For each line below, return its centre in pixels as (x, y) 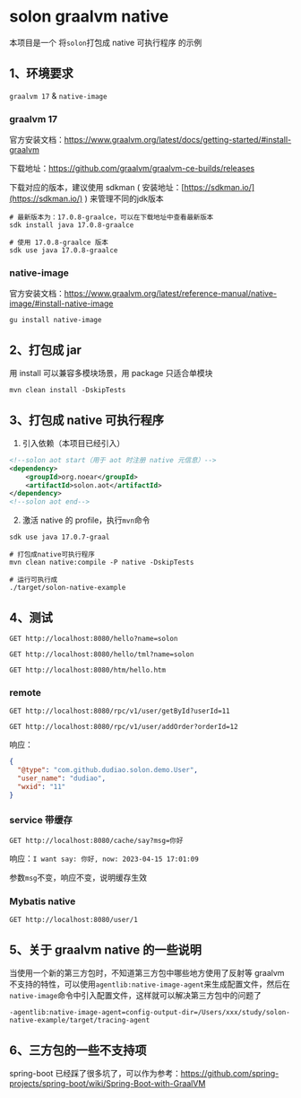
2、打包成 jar (46, 350)
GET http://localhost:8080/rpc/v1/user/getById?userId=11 (120, 711)
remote (26, 692)
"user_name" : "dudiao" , (61, 778)
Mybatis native (43, 901)
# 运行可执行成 (34, 580)
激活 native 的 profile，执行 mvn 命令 (86, 520)
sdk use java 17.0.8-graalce (64, 250)
